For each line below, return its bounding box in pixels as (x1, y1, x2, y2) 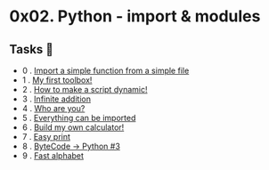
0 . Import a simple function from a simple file (21, 65, 190, 76)
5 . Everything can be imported (21, 113, 136, 123)
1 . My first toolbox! (21, 75, 93, 85)
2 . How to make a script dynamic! (21, 85, 148, 94)
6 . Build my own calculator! (21, 122, 125, 133)
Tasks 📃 (9, 42, 54, 57)
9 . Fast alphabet (21, 150, 85, 161)
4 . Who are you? (21, 103, 86, 113)
